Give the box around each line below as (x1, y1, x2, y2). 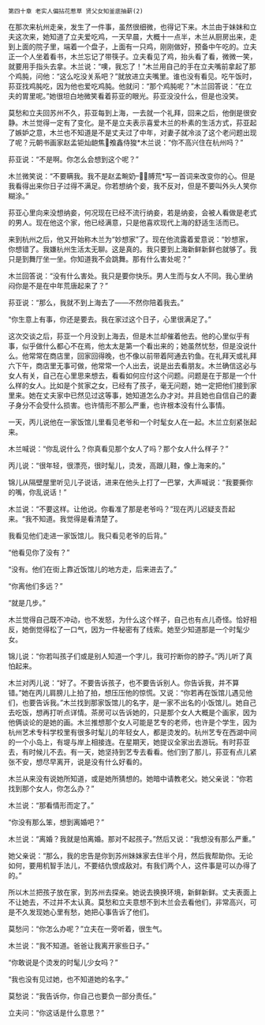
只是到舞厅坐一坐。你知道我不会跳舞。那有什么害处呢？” (8, 254, 192, 263)
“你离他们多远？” (8, 582, 63, 590)
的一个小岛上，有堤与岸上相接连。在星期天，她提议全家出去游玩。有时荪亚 (8, 737, 250, 747)
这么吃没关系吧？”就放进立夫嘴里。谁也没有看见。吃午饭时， (59, 72, 256, 81)
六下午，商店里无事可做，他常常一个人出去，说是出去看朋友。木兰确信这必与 (8, 361, 257, 370)
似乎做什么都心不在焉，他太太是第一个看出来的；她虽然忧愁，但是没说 (21, 341, 250, 350)
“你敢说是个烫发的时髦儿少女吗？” (8, 958, 118, 967)
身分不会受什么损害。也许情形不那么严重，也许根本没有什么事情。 (14, 401, 230, 409)
